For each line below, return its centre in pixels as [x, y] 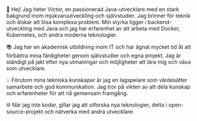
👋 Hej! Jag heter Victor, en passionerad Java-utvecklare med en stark [93, 9]
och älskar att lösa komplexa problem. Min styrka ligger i [76, 22]
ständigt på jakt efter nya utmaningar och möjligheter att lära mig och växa [98, 62]
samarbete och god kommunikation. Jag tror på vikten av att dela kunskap [98, 87]
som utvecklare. [26, 68]
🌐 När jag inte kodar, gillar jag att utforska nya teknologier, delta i [87, 105]
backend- [159, 22]
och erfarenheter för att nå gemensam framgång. [67, 93]
